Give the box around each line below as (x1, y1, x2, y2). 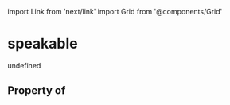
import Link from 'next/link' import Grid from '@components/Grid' (7, 7, 223, 16)
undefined (7, 60, 41, 70)
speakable (7, 35, 78, 52)
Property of (7, 84, 66, 98)
